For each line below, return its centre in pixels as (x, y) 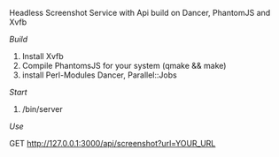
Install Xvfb (43, 56)
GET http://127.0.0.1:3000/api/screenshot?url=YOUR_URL (112, 143)
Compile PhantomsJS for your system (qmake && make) (124, 66)
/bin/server (43, 109)
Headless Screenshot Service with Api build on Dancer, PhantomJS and (140, 13)
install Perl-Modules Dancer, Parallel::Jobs (99, 75)
